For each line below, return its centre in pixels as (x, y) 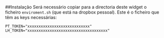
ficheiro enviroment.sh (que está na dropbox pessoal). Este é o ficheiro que (82, 12)
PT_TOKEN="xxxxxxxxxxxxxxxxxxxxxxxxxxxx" (49, 26)
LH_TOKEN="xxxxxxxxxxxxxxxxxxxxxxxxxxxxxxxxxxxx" (58, 31)
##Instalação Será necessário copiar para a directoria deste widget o (76, 7)
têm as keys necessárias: (31, 17)
